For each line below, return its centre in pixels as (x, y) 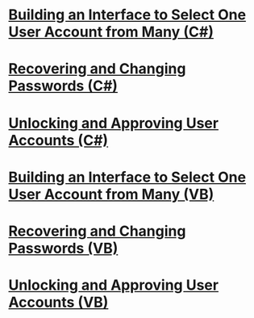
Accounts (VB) (58, 302)
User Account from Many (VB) (111, 194)
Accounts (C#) (58, 140)
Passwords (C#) (63, 86)
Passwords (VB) (63, 248)
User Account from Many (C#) (111, 32)
